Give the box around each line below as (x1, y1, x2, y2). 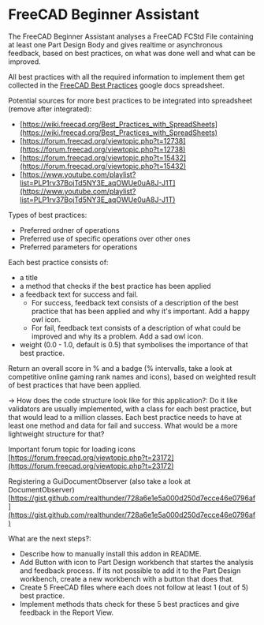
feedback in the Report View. (19, 608, 114, 617)
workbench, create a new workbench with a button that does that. (19, 574, 234, 583)
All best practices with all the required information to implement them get (8, 72, 245, 81)
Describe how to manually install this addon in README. (19, 548, 203, 558)
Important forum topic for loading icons (8, 444, 136, 454)
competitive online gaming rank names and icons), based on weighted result (8, 372, 256, 381)
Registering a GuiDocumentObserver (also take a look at (8, 476, 191, 486)
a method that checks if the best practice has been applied (19, 281, 211, 290)
